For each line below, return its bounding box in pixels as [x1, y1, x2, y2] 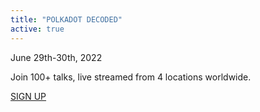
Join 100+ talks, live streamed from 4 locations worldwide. [10, 71, 252, 83]
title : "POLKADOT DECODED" [10, 14, 123, 25]
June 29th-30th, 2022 [10, 51, 103, 63]
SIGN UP [10, 90, 47, 102]
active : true [10, 24, 65, 34]
